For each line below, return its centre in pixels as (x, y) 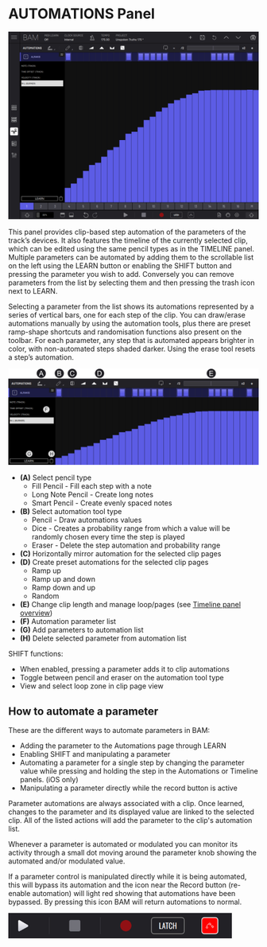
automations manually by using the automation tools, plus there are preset (130, 324)
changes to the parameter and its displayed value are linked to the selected (131, 812)
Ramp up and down (64, 579)
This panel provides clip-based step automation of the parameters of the (127, 232)
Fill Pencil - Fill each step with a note (92, 486)
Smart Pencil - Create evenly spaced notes (102, 503)
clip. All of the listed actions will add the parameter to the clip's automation (130, 820)
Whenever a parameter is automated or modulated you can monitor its (123, 844)
